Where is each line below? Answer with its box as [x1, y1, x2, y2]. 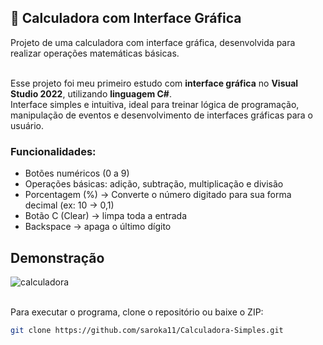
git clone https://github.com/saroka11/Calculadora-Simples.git [10, 325, 284, 335]
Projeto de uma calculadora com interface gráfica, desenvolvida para [10, 36, 296, 48]
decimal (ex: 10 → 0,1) [24, 199, 115, 211]
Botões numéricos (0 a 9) [24, 167, 130, 180]
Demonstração [10, 249, 105, 266]
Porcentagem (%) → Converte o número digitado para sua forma [24, 189, 292, 201]
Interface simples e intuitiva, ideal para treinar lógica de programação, [10, 98, 300, 110]
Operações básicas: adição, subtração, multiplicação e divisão [24, 178, 284, 190]
